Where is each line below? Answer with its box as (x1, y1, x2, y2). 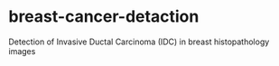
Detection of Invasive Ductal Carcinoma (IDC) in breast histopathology (8, 36, 270, 47)
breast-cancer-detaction (8, 6, 200, 27)
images (8, 45, 36, 56)
